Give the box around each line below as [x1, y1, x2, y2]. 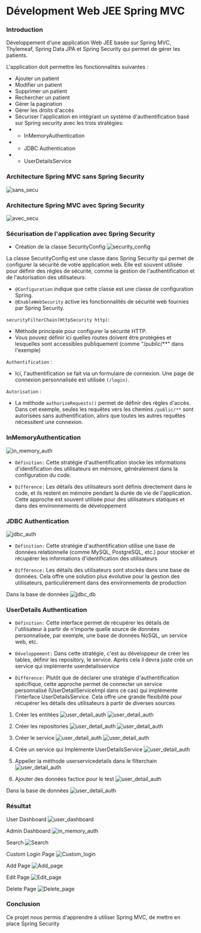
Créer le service [14, 734, 55, 742]
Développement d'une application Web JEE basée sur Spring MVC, [6, 39, 172, 46]
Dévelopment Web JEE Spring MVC [6, 4, 185, 18]
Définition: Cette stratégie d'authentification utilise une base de [14, 542, 175, 549]
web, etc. [14, 638, 38, 645]
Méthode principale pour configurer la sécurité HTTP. [14, 328, 147, 335]
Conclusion [6, 900, 41, 908]
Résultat [6, 802, 31, 810]
